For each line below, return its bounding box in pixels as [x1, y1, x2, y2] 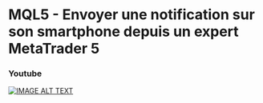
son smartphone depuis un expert [8, 22, 239, 41]
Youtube [8, 68, 42, 79]
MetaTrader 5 [8, 40, 100, 57]
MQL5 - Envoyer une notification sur [8, 6, 255, 24]
